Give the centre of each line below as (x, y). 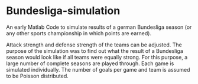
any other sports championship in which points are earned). (79, 33)
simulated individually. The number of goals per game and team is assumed (98, 69)
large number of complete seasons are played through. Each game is (90, 63)
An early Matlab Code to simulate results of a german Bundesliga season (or (99, 27)
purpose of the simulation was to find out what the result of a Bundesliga (95, 51)
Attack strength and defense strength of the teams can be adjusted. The (94, 45)
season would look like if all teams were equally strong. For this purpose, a (97, 57)
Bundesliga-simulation (63, 11)
